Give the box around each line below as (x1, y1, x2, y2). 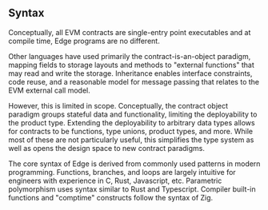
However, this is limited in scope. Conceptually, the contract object (8, 101, 229, 110)
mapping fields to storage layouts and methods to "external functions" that (8, 60, 254, 69)
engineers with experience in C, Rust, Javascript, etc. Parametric (8, 176, 222, 185)
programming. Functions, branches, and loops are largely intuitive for (8, 167, 236, 176)
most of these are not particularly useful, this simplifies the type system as (8, 135, 254, 145)
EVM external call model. (8, 85, 90, 95)
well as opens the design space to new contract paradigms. (8, 143, 206, 153)
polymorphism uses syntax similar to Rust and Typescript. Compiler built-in (8, 184, 256, 194)
